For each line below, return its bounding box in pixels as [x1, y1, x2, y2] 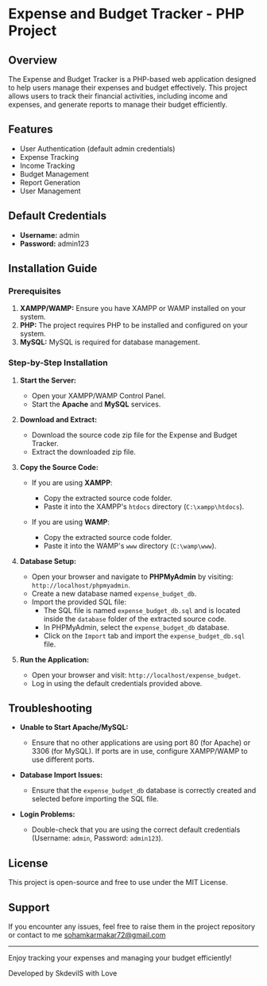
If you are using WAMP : [31, 517, 110, 526]
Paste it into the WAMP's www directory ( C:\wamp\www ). [43, 541, 217, 550]
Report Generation [19, 177, 81, 187]
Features [8, 122, 53, 136]
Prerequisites [8, 285, 61, 297]
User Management [19, 186, 81, 196]
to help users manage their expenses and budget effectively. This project [8, 83, 248, 92]
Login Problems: [19, 809, 75, 819]
